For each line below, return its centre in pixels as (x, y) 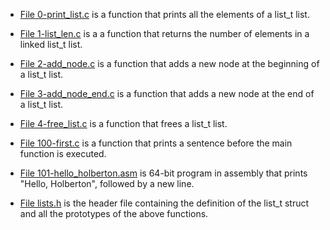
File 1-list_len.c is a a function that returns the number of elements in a (164, 33)
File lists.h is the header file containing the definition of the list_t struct (164, 203)
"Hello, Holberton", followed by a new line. (107, 183)
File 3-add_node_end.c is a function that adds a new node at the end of (167, 93)
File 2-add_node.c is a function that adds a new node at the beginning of (169, 63)
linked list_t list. (51, 44)
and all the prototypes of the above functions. (114, 213)
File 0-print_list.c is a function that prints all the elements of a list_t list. (164, 14)
